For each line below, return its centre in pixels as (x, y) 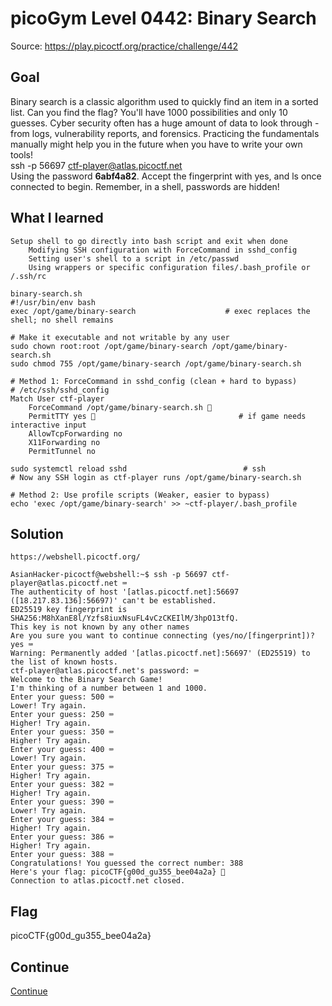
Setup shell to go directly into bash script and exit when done (149, 241)
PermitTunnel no (62, 451)
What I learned (57, 218)
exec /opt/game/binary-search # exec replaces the (160, 311)
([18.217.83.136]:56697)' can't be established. (113, 601)
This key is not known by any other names (100, 627)
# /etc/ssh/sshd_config (60, 390)
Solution (37, 533)
